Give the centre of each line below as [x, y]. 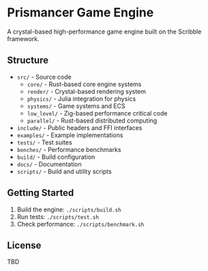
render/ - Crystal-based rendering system [87, 91]
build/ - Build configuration [56, 157]
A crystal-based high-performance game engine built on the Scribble [104, 31]
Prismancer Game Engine [80, 13]
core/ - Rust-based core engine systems [84, 84]
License [24, 245]
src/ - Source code [44, 77]
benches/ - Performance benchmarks [69, 149]
